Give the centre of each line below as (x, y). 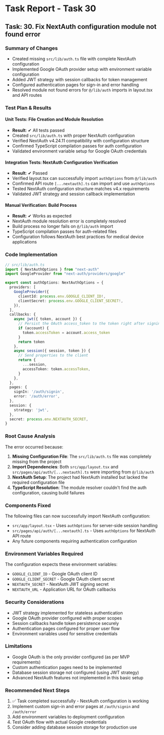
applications (24, 242)
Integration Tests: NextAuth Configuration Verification (61, 162)
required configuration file (38, 482)
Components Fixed (28, 505)
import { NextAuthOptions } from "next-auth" (52, 269)
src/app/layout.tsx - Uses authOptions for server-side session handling (85, 525)
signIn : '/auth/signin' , (39, 392)
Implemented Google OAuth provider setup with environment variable (82, 69)
